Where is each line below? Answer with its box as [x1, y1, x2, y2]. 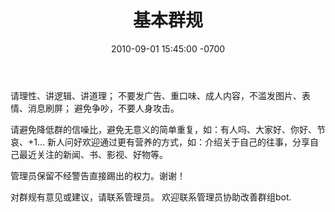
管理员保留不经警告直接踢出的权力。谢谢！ [10, 169, 186, 181]
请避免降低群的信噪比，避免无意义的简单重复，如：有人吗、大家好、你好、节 [10, 123, 326, 135]
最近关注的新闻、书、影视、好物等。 [18, 148, 168, 160]
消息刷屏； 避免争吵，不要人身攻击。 [27, 102, 180, 114]
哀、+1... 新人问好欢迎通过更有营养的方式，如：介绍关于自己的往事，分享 [10, 136, 310, 148]
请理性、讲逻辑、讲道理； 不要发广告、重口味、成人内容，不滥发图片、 [10, 89, 302, 101]
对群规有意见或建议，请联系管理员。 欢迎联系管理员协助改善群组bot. [10, 191, 292, 203]
